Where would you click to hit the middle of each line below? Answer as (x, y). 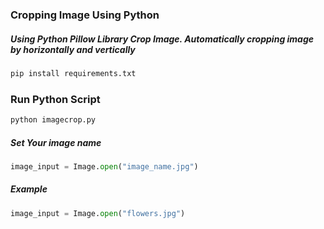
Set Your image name (56, 142)
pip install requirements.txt (73, 73)
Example (29, 189)
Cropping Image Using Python (85, 15)
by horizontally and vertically (73, 49)
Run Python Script (55, 99)
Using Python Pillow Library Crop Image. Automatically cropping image (162, 39)
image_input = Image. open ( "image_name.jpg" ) (104, 166)
